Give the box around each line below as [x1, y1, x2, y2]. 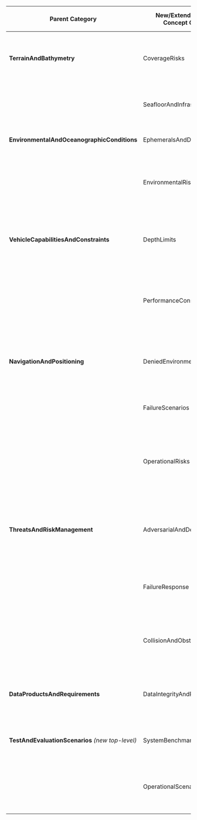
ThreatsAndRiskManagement [9, 526, 93, 533]
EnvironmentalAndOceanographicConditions [9, 136, 138, 143]
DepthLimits [142, 236, 176, 243]
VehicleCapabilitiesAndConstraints [9, 236, 110, 243]
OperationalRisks [142, 458, 191, 465]
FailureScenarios [142, 404, 189, 412]
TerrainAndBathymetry [9, 54, 75, 62]
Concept [163, 19, 188, 26]
